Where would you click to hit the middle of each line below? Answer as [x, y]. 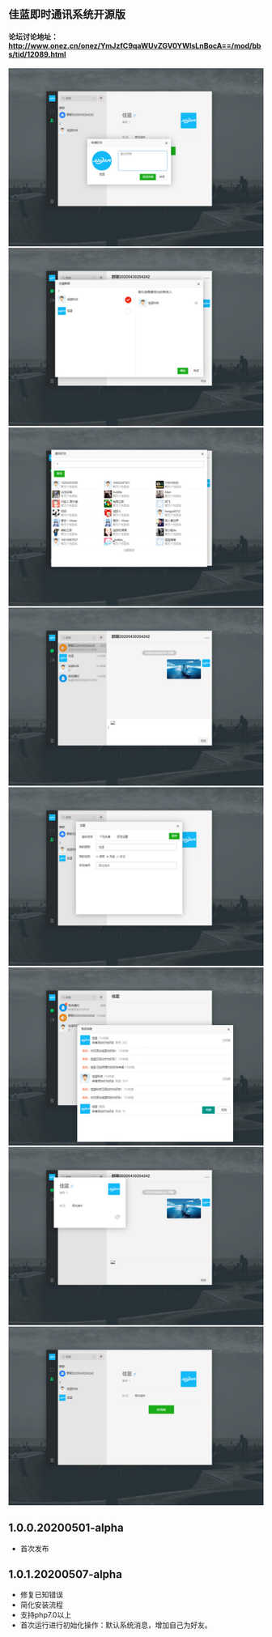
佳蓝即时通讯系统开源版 [67, 15]
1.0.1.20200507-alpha [66, 1574]
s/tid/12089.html [37, 54]
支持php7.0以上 [45, 1615]
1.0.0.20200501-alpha [66, 1528]
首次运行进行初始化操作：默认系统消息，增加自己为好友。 [116, 1625]
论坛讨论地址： [33, 36]
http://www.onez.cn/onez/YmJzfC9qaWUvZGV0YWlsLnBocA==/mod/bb [135, 45]
